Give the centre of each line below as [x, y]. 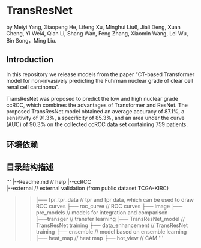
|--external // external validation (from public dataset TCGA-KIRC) [88, 188]
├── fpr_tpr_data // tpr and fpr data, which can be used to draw [115, 199]
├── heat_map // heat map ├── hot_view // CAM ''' [100, 238]
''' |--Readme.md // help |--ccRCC [49, 181]
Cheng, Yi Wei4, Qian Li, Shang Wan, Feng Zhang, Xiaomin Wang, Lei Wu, [97, 33]
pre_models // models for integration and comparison [102, 212]
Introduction [30, 60]
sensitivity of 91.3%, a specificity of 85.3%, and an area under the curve [95, 118]
